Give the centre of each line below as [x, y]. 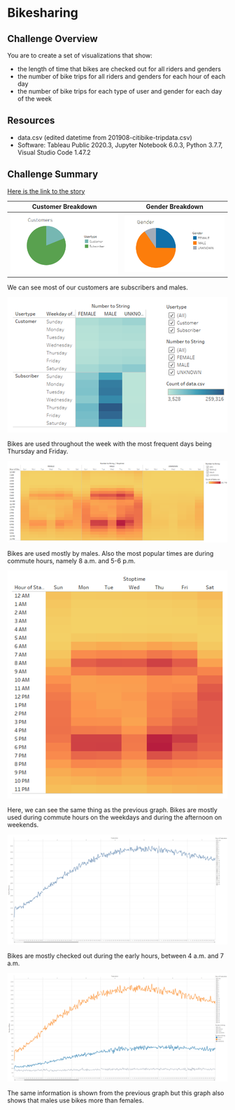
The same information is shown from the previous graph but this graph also [116, 1093]
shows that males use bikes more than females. [76, 1100]
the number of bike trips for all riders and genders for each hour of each [121, 76]
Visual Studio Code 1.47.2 [54, 152]
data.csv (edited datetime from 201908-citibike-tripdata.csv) [105, 137]
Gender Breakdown [175, 207]
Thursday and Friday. [38, 452]
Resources [31, 121]
